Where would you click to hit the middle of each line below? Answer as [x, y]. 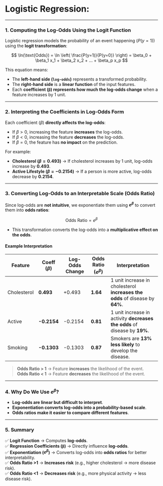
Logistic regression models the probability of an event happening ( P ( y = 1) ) [80, 41]
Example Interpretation [29, 246]
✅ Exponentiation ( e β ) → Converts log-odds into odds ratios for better [76, 452]
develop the [124, 351]
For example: [18, 151]
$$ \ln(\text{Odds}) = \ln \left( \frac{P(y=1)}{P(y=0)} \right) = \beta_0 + [81, 55]
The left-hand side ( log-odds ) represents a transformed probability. [80, 79]
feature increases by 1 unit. [39, 95]
